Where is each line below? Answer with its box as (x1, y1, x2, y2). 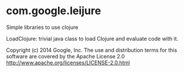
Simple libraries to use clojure (6, 24, 79, 31)
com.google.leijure (6, 4, 102, 18)
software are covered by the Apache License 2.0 (6, 53, 125, 60)
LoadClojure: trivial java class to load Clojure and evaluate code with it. (6, 35, 179, 42)
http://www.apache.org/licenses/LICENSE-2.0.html (6, 59, 130, 66)
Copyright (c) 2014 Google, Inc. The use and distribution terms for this (6, 46, 177, 54)
